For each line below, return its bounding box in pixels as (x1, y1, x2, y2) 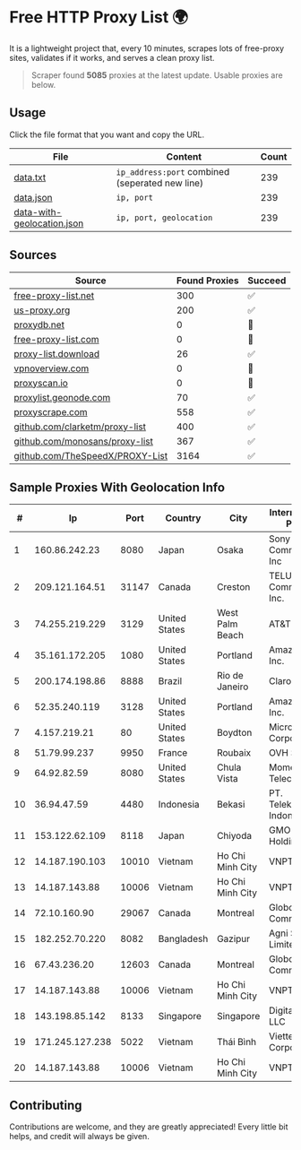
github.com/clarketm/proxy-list (13, 420, 146, 433)
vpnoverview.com (13, 362, 90, 375)
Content (166, 150, 202, 162)
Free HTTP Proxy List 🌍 (9, 7, 189, 28)
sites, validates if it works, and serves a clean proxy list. (9, 52, 215, 63)
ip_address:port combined (116, 165, 230, 177)
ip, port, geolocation (116, 212, 213, 222)
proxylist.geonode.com (13, 391, 111, 403)
